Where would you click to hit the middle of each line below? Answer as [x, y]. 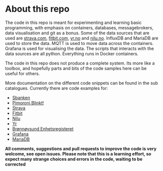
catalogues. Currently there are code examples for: [57, 88]
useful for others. [23, 73]
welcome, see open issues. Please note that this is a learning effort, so [78, 154]
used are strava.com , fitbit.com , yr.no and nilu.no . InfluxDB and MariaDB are [82, 38]
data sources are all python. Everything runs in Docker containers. [72, 53]
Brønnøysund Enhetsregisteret [43, 128]
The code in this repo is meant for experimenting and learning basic [73, 22]
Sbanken [21, 97]
